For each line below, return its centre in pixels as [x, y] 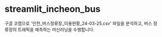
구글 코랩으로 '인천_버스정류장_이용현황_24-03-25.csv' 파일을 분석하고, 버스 [79, 23]
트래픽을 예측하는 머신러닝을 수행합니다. [56, 29]
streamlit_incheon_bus [53, 9]
